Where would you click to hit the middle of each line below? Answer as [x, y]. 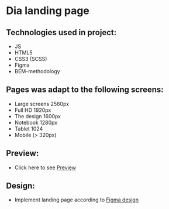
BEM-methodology [37, 71]
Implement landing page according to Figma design [77, 200]
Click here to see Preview [45, 167]
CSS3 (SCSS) [31, 59]
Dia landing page [48, 11]
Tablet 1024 [29, 129]
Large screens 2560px [42, 104]
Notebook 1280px [36, 122]
